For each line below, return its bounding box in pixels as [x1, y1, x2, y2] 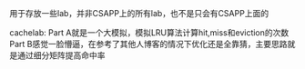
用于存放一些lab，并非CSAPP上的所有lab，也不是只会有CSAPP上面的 [9, 8, 269, 18]
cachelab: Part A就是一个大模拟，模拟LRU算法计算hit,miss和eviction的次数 [9, 27, 290, 38]
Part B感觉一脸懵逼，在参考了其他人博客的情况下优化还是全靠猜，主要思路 [9, 39, 288, 49]
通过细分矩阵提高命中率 [16, 50, 106, 61]
